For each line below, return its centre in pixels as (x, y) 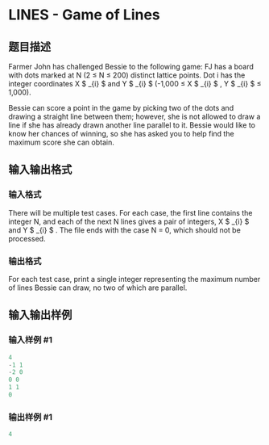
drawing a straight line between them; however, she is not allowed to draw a (134, 116)
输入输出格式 (40, 170)
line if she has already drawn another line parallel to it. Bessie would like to (132, 125)
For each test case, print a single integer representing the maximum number (134, 279)
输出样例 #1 (30, 417)
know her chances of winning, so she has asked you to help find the (122, 134)
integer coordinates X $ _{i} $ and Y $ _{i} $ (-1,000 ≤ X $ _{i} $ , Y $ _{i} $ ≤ (135, 84)
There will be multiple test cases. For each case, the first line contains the (130, 212)
